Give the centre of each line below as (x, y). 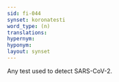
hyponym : (19, 45)
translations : (27, 32)
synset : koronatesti (37, 20)
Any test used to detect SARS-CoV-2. (60, 71)
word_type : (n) (29, 26)
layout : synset (29, 52)
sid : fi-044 (24, 13)
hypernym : (21, 39)
